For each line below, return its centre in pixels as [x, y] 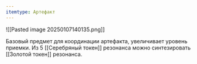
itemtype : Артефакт [31, 12]
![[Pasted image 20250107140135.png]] [55, 29]
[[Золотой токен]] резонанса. [44, 54]
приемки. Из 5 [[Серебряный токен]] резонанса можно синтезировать [98, 48]
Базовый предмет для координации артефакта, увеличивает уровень [97, 41]
